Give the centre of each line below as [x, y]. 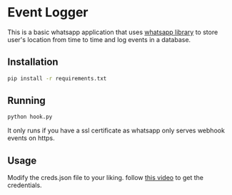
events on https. [31, 138]
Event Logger [48, 12]
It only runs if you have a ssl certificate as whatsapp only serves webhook [116, 131]
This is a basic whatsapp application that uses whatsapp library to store [113, 32]
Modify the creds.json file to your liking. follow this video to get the [105, 178]
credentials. [25, 185]
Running [27, 101]
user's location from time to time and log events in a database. [99, 39]
